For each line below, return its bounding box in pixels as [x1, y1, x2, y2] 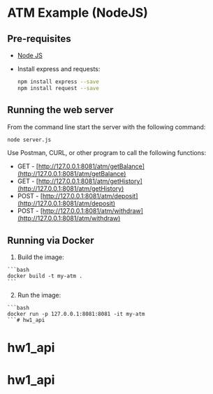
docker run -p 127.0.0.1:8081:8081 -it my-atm [7, 311, 145, 318]
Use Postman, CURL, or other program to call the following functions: [7, 149, 207, 157]
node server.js [7, 136, 52, 143]
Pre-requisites [7, 33, 71, 45]
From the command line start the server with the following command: [7, 122, 206, 131]
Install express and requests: [17, 65, 101, 73]
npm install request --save [17, 85, 99, 92]
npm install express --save [17, 78, 99, 85]
